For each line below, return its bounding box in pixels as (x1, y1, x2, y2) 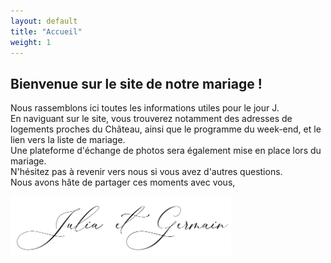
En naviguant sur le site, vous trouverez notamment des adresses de (10, 113, 293, 125)
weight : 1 (10, 37, 52, 47)
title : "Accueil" (10, 26, 83, 37)
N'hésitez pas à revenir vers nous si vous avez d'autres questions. (10, 166, 283, 178)
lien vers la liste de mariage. (10, 134, 126, 146)
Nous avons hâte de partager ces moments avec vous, (10, 176, 236, 189)
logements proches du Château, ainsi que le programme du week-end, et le (10, 123, 322, 135)
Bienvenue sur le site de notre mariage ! (10, 75, 263, 92)
